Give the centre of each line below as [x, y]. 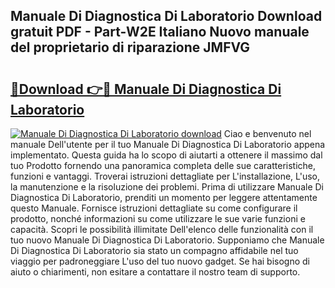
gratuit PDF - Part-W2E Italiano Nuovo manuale [160, 32]
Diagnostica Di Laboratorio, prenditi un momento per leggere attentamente [164, 197]
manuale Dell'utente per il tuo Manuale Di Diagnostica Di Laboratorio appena [168, 144]
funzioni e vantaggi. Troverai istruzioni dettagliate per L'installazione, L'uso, [165, 176]
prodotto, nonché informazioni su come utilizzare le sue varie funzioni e [158, 218]
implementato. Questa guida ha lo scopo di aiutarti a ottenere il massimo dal [166, 155]
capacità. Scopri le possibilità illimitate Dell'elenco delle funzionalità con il [162, 229]
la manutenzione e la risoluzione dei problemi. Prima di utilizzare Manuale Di [167, 187]
